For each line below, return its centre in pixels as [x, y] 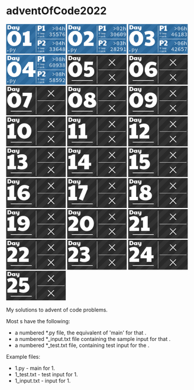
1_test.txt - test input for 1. [46, 375]
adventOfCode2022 [56, 11]
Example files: [23, 357]
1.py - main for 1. [35, 368]
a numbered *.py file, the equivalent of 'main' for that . [80, 333]
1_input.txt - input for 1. [43, 381]
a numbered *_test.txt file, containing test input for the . [82, 345]
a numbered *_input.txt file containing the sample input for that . [93, 339]
